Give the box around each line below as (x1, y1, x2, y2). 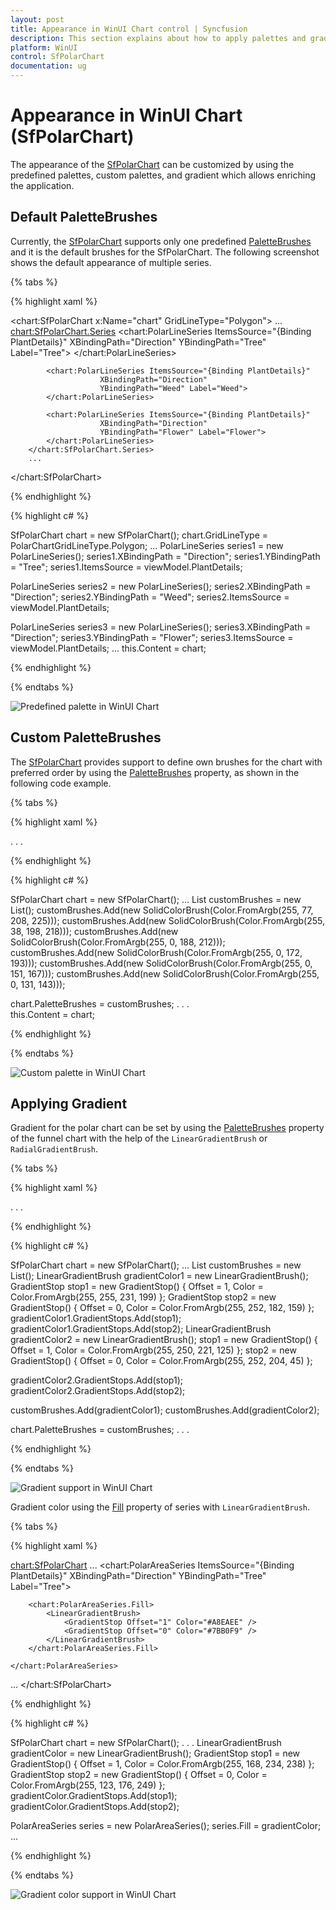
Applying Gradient (10, 1095, 128, 1112)
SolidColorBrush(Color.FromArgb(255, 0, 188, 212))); (10, 936, 226, 948)
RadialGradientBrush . (10, 1143, 99, 1155)
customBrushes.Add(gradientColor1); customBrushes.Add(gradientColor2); (10, 1404, 320, 1416)
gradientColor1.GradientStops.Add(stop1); (10, 1312, 182, 1325)
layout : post (10, 14, 65, 25)
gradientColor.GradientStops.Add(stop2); (10, 1801, 180, 1813)
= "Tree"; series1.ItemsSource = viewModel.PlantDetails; (10, 561, 243, 573)
